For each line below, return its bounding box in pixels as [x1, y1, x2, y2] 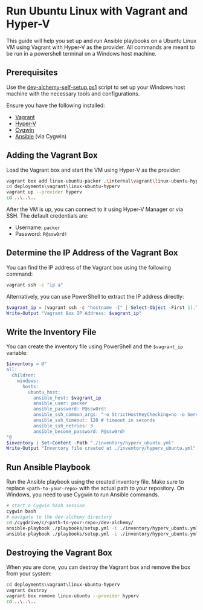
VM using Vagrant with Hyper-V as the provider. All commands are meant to [6, 44, 195, 51]
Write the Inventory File [6, 326, 97, 337]
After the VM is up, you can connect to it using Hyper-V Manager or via [6, 206, 183, 213]
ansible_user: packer [33, 400, 88, 406]
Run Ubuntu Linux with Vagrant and [6, 4, 188, 18]
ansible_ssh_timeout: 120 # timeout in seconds [33, 417, 155, 424]
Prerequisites [6, 68, 58, 78]
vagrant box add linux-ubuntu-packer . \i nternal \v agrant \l [6, 178, 158, 184]
